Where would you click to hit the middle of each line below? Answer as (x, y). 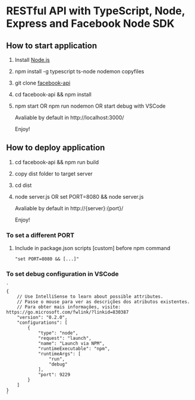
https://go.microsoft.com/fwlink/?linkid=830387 (67, 312)
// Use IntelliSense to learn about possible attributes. (90, 297)
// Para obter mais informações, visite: (69, 307)
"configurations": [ (42, 323)
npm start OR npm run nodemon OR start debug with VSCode (90, 106)
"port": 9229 (54, 375)
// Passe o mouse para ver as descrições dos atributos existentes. (103, 302)
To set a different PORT (40, 235)
